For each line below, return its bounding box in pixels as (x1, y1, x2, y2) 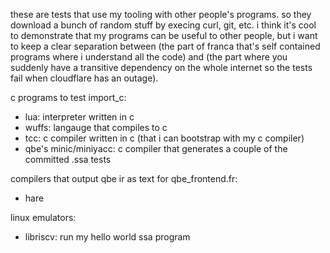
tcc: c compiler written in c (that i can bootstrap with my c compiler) (24, 132, 305, 144)
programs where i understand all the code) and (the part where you (10, 51, 288, 63)
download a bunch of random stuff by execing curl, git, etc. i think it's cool (10, 19, 317, 31)
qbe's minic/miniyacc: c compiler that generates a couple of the (24, 143, 288, 154)
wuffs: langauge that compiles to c (24, 122, 168, 133)
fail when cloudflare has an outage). (10, 72, 159, 84)
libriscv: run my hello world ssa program (24, 231, 191, 243)
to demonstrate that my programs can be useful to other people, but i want (10, 30, 318, 41)
